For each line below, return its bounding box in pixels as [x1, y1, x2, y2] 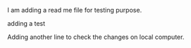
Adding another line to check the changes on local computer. [7, 33, 185, 41]
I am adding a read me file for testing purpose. [7, 6, 142, 14]
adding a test [7, 19, 46, 27]
